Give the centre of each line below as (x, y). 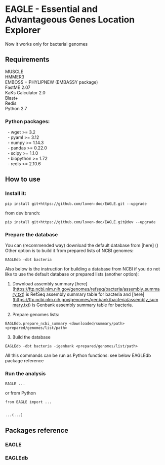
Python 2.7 (16, 108)
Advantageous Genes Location (70, 20)
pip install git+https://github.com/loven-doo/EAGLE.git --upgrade (76, 204)
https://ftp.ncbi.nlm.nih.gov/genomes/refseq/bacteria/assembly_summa (87, 289)
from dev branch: (23, 213)
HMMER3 (15, 77)
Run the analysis (25, 373)
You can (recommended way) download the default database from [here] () (82, 245)
